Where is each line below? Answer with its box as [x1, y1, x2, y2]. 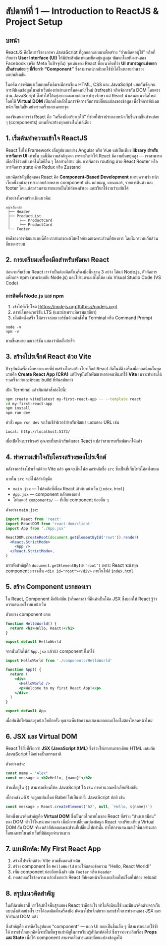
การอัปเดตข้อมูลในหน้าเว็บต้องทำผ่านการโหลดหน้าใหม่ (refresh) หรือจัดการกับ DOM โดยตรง [5, 87, 161, 93]
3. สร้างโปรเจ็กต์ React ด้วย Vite [5, 352, 92, 361]
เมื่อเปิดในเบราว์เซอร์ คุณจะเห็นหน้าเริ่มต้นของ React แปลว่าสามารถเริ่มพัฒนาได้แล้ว [5, 438, 143, 444]
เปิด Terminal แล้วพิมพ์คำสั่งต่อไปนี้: [5, 387, 66, 393]
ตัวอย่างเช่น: [5, 760, 25, 767]
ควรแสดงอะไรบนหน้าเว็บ [5, 601, 46, 607]
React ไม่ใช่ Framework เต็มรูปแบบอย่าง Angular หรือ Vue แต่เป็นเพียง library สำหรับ [5, 147, 158, 153]
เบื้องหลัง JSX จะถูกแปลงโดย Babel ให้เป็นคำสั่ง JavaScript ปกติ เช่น [5, 794, 125, 800]
